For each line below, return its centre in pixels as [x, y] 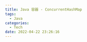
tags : [10, 14]
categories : [17, 23]
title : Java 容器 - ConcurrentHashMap [43, 9]
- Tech [16, 28]
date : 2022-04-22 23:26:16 [32, 32]
